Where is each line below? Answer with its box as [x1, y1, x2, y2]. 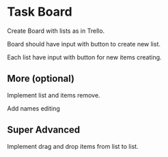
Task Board [7, 4, 73, 20]
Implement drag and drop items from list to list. [7, 142, 139, 150]
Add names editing [7, 104, 60, 113]
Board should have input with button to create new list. [7, 40, 160, 48]
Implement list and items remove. [7, 91, 100, 99]
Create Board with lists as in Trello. [7, 27, 105, 35]
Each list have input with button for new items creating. [7, 53, 162, 61]
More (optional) [7, 73, 75, 85]
